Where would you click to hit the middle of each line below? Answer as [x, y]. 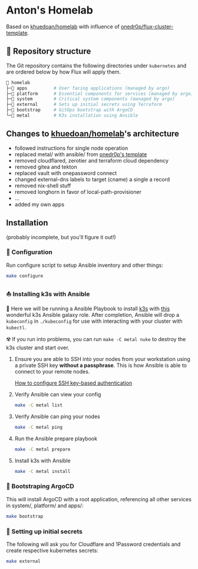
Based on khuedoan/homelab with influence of [63, 27]
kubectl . [16, 327]
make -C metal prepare [42, 449]
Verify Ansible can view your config [58, 394]
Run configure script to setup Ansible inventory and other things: [85, 265]
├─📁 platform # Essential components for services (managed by [92, 94]
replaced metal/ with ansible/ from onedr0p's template [81, 154]
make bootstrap [25, 516]
